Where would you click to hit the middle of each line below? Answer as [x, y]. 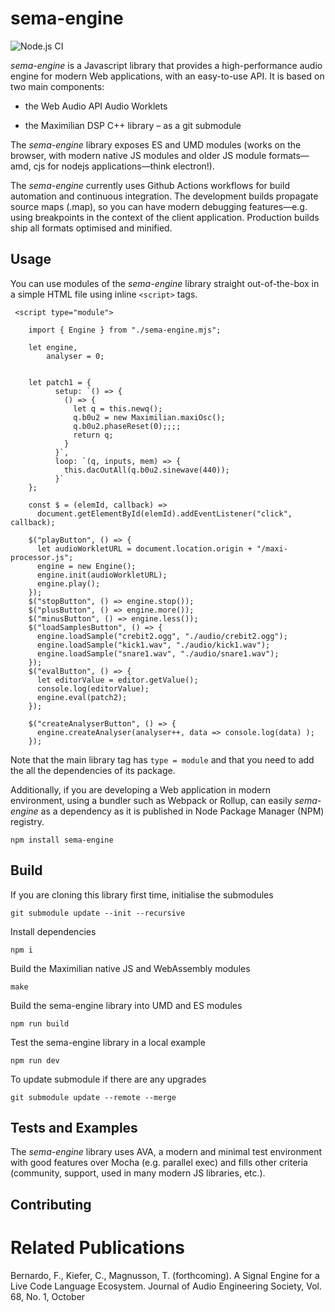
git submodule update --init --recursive [98, 913]
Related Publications [98, 1247]
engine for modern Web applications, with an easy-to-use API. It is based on [167, 76]
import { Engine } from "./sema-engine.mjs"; [125, 330]
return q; [93, 435]
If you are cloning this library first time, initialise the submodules [142, 894]
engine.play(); [68, 583]
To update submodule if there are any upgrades [108, 1079]
